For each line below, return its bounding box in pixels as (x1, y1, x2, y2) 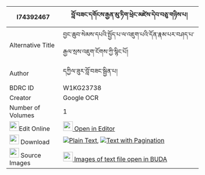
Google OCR (63, 94, 99, 102)
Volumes (9, 111, 35, 120)
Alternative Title (9, 41, 55, 49)
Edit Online (19, 124, 51, 133)
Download (20, 138, 50, 146)
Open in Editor (74, 124, 115, 133)
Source (20, 151, 41, 159)
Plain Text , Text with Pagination (69, 136, 165, 145)
